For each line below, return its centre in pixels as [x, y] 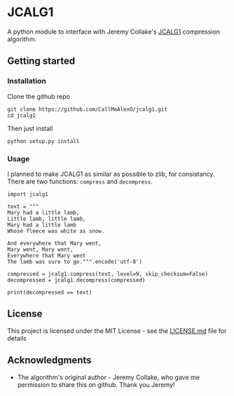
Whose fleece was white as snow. [56, 231]
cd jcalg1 [22, 115]
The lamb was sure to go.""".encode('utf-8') [75, 261]
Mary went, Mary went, [40, 250]
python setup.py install [43, 141]
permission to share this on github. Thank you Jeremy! [96, 384]
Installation [27, 81]
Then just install [30, 128]
